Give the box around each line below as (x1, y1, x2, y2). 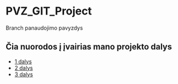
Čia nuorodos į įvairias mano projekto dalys (5, 42, 172, 52)
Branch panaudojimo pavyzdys (5, 24, 83, 31)
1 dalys (14, 57, 32, 65)
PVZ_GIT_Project (5, 4, 92, 18)
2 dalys (14, 64, 33, 71)
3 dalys (14, 71, 33, 78)
